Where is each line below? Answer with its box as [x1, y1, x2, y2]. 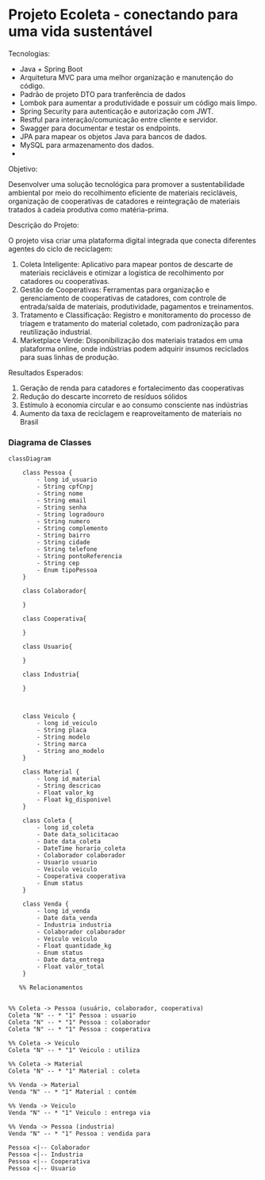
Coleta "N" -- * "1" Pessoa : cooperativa [8, 1026, 151, 1034]
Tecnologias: [8, 49, 50, 58]
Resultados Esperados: [8, 367, 84, 377]
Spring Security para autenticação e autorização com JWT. [19, 106, 214, 116]
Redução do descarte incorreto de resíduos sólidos [19, 391, 188, 401]
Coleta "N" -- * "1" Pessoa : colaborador [8, 1019, 151, 1027]
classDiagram [8, 455, 52, 463]
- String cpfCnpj [36, 483, 94, 491]
